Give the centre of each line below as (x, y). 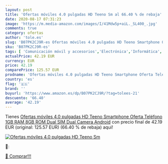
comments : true (21, 28)
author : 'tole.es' (24, 38)
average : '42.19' (23, 103)
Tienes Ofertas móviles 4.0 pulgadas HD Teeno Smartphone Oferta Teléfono (84, 117)
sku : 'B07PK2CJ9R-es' (28, 47)
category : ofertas (24, 33)
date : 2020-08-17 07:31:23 (33, 19)
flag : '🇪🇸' (17, 84)
